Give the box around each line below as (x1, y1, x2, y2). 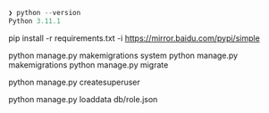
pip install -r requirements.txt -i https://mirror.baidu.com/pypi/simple (8, 32, 260, 44)
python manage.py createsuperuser (8, 77, 140, 87)
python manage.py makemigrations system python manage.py (8, 50, 239, 61)
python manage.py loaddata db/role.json (8, 93, 158, 104)
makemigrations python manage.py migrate (8, 59, 169, 70)
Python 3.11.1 (8, 16, 62, 26)
